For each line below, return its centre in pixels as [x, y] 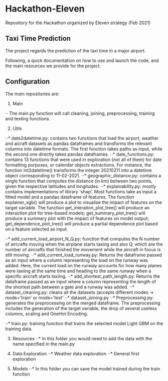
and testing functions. [28, 118]
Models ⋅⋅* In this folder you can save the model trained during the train [86, 368]
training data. [19, 329]
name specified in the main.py [44, 344]
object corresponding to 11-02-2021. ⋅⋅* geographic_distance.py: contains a [83, 175]
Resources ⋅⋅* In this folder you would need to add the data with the [82, 338]
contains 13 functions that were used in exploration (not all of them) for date [83, 160]
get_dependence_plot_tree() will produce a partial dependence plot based [81, 223]
